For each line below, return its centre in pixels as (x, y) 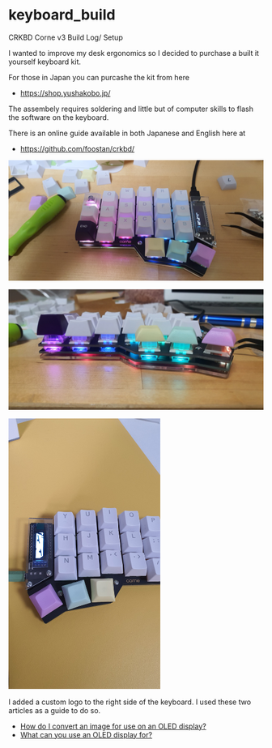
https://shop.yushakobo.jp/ (65, 93)
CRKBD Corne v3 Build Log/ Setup (66, 37)
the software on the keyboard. (59, 117)
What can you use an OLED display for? (86, 734)
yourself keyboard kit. (45, 62)
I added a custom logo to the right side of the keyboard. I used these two (130, 702)
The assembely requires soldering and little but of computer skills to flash (131, 109)
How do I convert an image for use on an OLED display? (113, 726)
